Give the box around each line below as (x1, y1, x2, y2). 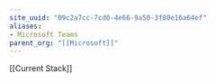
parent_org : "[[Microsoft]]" (9, 38, 119, 48)
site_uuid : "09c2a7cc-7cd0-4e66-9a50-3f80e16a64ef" (9, 13, 207, 23)
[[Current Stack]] (9, 63, 73, 74)
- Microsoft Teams (9, 30, 78, 39)
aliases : (9, 22, 42, 31)
